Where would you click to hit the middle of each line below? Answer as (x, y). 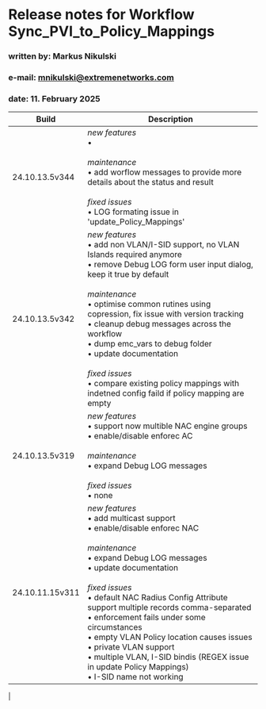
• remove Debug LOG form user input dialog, (170, 265)
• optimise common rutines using (149, 305)
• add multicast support (131, 519)
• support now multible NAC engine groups (167, 426)
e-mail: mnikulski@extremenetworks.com (91, 78)
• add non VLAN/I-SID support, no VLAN (163, 245)
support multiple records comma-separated (169, 607)
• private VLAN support (131, 647)
